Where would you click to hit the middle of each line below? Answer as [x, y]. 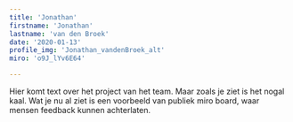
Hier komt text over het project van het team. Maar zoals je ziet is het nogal [147, 91]
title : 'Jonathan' [43, 17]
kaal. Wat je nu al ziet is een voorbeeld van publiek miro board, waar [134, 101]
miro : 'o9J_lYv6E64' [48, 58]
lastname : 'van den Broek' [59, 34]
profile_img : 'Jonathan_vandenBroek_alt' [87, 50]
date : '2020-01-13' [45, 42]
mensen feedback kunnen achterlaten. [80, 110]
